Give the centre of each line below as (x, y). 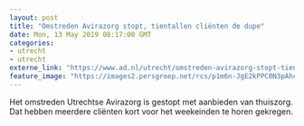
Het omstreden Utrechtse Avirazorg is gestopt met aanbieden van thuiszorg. (151, 102)
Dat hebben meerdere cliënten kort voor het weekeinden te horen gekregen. (152, 111)
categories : (32, 43)
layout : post (34, 18)
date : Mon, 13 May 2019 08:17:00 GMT (81, 34)
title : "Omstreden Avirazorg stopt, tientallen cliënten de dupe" (137, 26)
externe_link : (36, 68)
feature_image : (38, 76)
